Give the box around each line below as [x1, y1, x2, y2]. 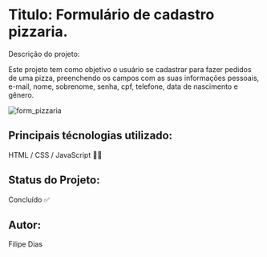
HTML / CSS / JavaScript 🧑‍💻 [8, 150, 103, 159]
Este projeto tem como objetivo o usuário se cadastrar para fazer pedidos [8, 64, 252, 74]
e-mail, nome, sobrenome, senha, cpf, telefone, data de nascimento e [8, 82, 238, 91]
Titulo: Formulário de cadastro [8, 6, 215, 24]
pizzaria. [8, 22, 68, 41]
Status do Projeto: [8, 174, 100, 187]
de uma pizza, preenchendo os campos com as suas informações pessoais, [8, 73, 260, 82]
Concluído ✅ [8, 195, 51, 204]
